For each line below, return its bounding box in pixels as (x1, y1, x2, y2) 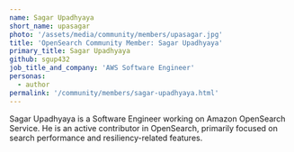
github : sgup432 (9, 55, 70, 64)
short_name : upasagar (9, 22, 91, 31)
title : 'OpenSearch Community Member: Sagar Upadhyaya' (9, 38, 223, 48)
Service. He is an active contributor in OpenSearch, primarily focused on (9, 122, 279, 133)
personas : (9, 72, 47, 81)
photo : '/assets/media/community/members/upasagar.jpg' (9, 30, 223, 39)
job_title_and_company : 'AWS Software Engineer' (9, 64, 195, 73)
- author (17, 80, 50, 89)
